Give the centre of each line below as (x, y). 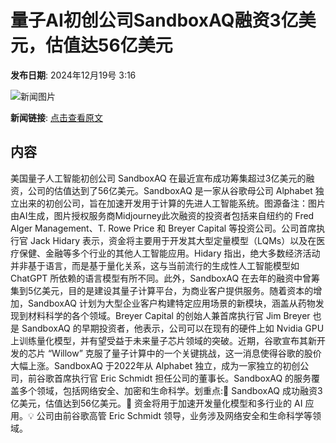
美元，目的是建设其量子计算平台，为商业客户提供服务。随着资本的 (177, 290)
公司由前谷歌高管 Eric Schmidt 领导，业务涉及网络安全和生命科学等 (174, 415)
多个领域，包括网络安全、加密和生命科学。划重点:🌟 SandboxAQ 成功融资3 (170, 390)
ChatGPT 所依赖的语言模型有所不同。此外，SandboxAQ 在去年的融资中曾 (161, 278)
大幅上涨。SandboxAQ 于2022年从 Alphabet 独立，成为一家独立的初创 (155, 365)
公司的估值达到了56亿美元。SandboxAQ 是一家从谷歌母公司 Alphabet (170, 190)
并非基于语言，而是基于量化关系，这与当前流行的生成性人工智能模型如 (155, 265)
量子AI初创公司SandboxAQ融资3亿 (154, 20)
